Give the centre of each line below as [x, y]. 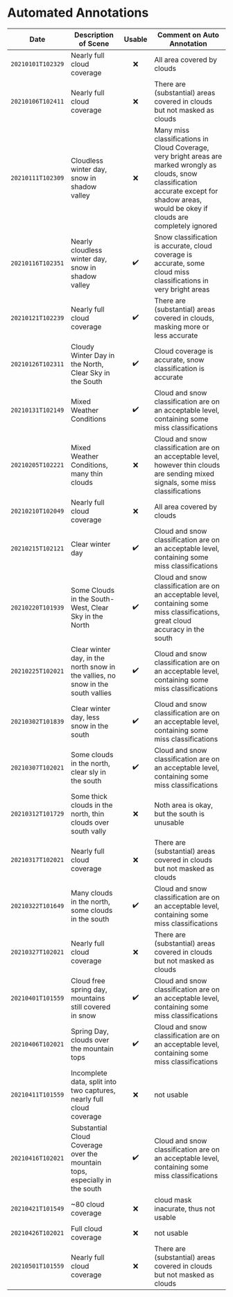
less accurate [176, 335]
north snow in [93, 667]
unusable [169, 822]
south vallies [91, 692]
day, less [85, 717]
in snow [83, 1015]
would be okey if [181, 208]
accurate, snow [179, 360]
